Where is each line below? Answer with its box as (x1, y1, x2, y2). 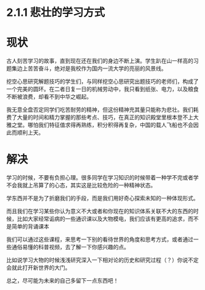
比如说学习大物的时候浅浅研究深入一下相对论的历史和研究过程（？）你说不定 (6, 256, 199, 264)
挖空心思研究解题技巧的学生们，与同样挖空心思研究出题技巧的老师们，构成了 (6, 78, 199, 85)
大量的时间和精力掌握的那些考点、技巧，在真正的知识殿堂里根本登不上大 (16, 114, 199, 121)
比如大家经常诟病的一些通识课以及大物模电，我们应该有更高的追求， (16, 215, 188, 223)
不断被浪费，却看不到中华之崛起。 (6, 93, 92, 101)
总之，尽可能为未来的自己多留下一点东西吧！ (6, 277, 119, 285)
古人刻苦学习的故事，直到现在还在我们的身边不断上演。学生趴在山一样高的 (6, 57, 193, 65)
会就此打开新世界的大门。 (6, 264, 71, 272)
